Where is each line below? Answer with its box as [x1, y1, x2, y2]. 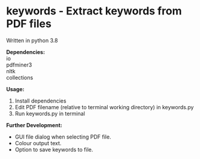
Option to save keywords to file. [14, 146, 93, 153]
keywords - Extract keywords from [6, 4, 182, 18]
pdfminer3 [6, 61, 32, 68]
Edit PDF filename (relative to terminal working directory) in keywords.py [14, 103, 194, 110]
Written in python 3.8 [6, 37, 58, 44]
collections [6, 74, 34, 81]
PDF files [6, 17, 52, 31]
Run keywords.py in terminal [14, 110, 86, 117]
